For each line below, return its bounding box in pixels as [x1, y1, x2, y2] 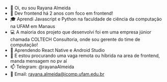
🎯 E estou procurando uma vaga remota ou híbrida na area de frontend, [10, 52, 160, 59]
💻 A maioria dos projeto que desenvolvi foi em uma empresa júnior [10, 29, 152, 35]
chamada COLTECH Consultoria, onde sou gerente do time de [10, 36, 141, 42]
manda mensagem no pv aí [10, 58, 67, 64]
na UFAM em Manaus [10, 23, 55, 29]
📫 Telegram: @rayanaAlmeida [10, 64, 74, 70]
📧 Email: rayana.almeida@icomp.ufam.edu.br [10, 71, 104, 77]
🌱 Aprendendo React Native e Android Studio [10, 47, 105, 53]
